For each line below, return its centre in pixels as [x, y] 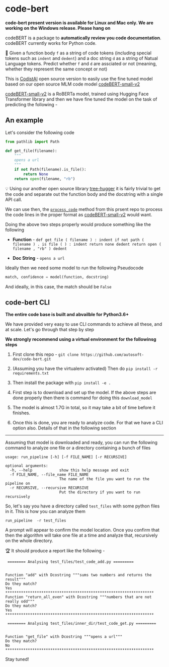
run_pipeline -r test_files [36, 521]
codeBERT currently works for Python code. [51, 43]
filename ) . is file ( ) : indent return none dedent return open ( [87, 244]
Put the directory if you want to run [100, 492]
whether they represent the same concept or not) [56, 69]
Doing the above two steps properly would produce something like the [78, 224]
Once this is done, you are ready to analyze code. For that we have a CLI [88, 423]
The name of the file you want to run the [104, 479]
